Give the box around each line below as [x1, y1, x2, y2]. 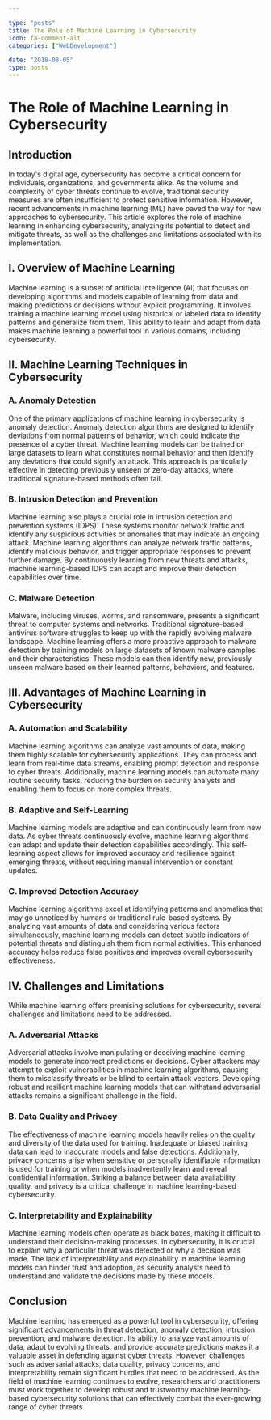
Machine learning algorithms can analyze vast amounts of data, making [8, 741, 246, 751]
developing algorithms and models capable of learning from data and [8, 291, 239, 301]
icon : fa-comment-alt [8, 34, 81, 42]
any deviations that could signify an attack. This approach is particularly [8, 456, 248, 466]
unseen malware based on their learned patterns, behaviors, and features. [8, 663, 256, 672]
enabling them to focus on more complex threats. [8, 784, 172, 794]
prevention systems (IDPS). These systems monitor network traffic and [8, 520, 244, 530]
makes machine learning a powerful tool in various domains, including [8, 325, 240, 336]
